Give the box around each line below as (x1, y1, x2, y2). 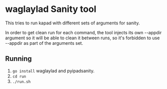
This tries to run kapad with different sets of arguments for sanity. (5, 20, 140, 26)
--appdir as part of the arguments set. (5, 40, 83, 46)
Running (5, 55, 32, 63)
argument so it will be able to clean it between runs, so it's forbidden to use (5, 35, 160, 41)
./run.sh (12, 79, 31, 84)
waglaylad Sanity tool (5, 3, 96, 15)
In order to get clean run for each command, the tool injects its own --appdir (5, 29, 162, 35)
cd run (12, 74, 26, 79)
